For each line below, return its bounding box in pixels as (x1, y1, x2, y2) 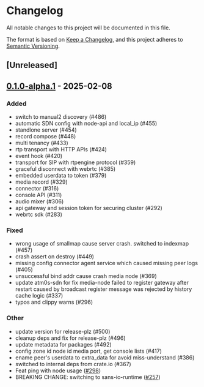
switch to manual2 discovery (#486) (15, 113, 107, 121)
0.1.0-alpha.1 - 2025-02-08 (6, 81, 112, 91)
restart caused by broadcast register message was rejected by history (15, 285, 192, 293)
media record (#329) (15, 178, 68, 186)
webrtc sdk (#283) (15, 211, 63, 218)
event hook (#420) (15, 152, 63, 160)
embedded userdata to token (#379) (15, 172, 107, 179)
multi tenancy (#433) (15, 139, 68, 147)
